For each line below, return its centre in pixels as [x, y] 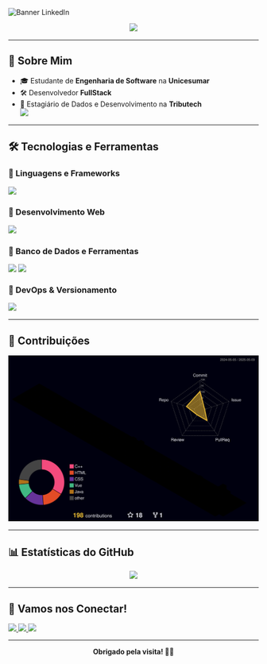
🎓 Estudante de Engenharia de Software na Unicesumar [114, 80]
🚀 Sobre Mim [41, 61]
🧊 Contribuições [49, 340]
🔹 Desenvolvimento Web [57, 212]
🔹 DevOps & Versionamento [63, 290]
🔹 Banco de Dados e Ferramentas [74, 251]
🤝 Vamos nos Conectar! [68, 609]
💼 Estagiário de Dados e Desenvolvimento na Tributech [111, 104]
